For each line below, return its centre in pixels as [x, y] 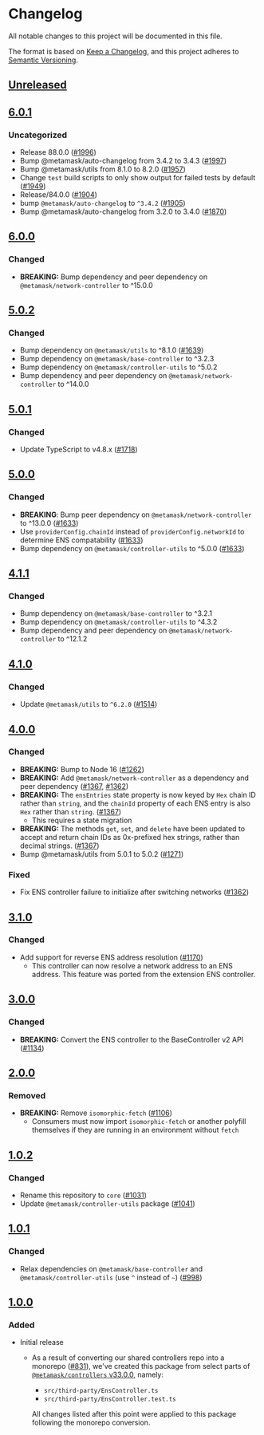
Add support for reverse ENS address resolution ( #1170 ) [111, 957]
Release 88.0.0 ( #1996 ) [58, 152]
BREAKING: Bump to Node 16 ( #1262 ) [82, 769]
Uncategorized [38, 135]
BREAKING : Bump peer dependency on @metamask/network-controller [136, 514]
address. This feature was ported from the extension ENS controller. [144, 974]
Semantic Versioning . [43, 60]
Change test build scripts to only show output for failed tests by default [138, 178]
